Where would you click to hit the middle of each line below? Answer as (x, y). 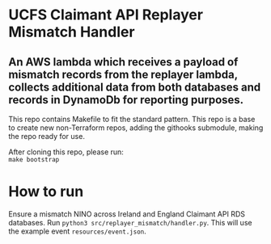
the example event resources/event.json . (78, 231)
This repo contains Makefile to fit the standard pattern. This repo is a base (132, 119)
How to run (46, 192)
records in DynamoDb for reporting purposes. (126, 100)
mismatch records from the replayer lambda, (123, 74)
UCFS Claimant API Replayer (106, 15)
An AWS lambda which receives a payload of (123, 62)
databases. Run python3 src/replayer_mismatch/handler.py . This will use (130, 222)
